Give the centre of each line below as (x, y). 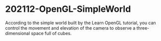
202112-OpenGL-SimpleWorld (68, 9)
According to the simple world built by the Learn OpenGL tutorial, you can (81, 23)
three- (143, 28)
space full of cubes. (51, 33)
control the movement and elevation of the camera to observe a (70, 28)
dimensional (18, 33)
